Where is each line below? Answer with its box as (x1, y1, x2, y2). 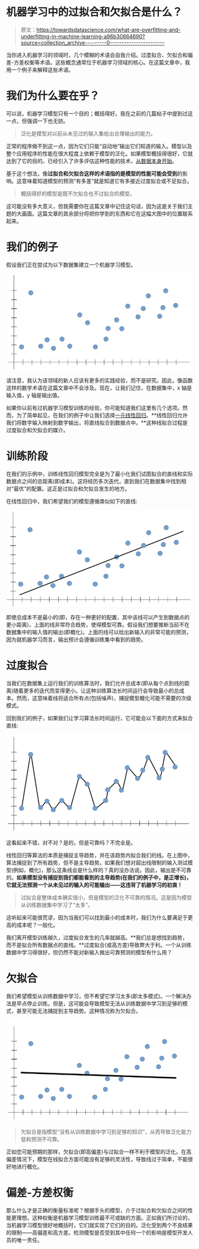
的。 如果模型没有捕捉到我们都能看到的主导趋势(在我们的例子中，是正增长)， (6, 874, 192, 881)
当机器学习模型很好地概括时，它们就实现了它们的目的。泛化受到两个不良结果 (6, 1221, 193, 1228)
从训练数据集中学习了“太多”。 (20, 901, 94, 908)
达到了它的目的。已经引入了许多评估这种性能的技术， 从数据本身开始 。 (6, 157, 178, 164)
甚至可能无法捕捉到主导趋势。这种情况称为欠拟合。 (16, 1007, 141, 1014)
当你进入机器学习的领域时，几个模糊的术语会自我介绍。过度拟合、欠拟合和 (6, 51, 188, 58)
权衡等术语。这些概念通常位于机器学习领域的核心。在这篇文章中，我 (24, 59, 191, 66)
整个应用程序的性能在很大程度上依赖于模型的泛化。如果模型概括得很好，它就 (6, 149, 193, 157)
